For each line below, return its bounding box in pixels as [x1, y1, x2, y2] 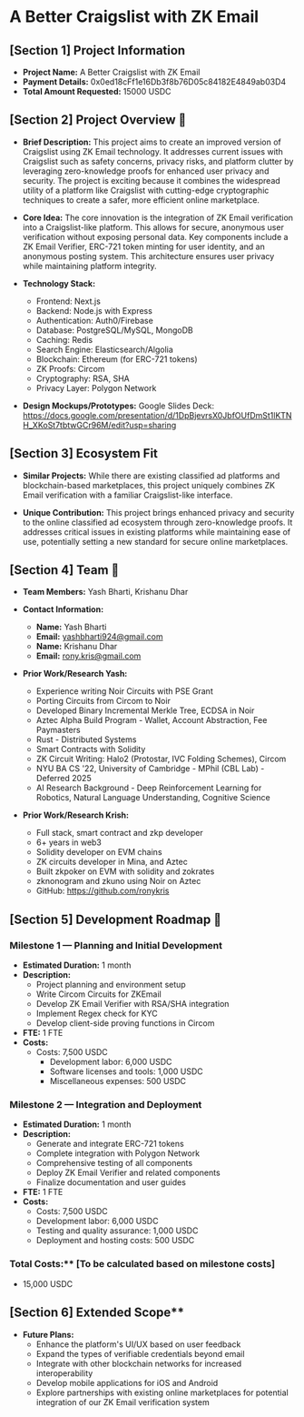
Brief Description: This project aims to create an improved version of [22, 136, 281, 147]
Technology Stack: [22, 277, 96, 288]
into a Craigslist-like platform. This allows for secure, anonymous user [22, 221, 284, 233]
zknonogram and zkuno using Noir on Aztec [35, 876, 201, 887]
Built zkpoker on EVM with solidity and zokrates [35, 866, 215, 877]
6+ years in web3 [35, 837, 103, 848]
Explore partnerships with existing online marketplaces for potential [35, 1387, 289, 1398]
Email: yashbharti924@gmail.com [35, 631, 163, 642]
